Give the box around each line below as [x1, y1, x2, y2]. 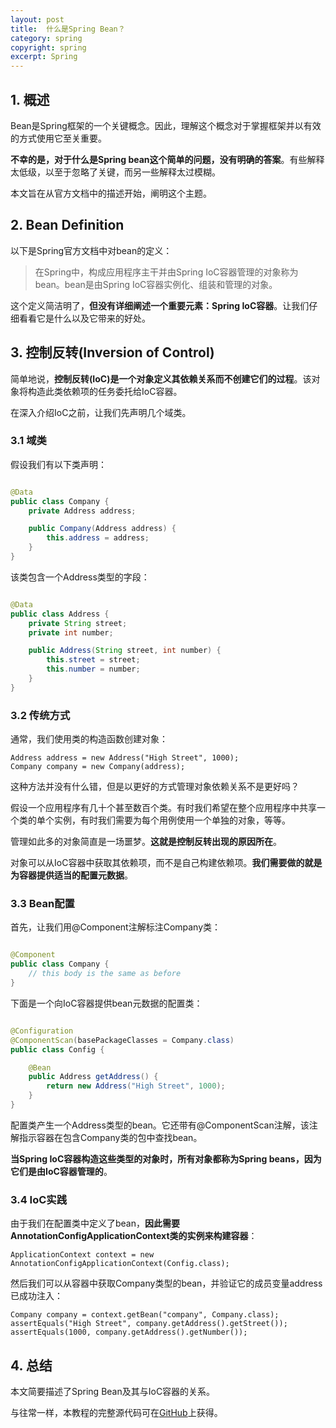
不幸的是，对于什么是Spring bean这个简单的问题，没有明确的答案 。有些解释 [10, 153, 325, 165]
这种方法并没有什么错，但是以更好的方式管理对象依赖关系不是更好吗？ [10, 781, 300, 793]
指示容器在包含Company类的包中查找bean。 [18, 1131, 203, 1143]
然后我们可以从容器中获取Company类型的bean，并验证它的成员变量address [10, 1277, 323, 1290]
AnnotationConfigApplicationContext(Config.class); [10, 1259, 230, 1269]
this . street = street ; [46, 655, 141, 665]
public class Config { [10, 1044, 105, 1055]
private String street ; [28, 618, 128, 628]
